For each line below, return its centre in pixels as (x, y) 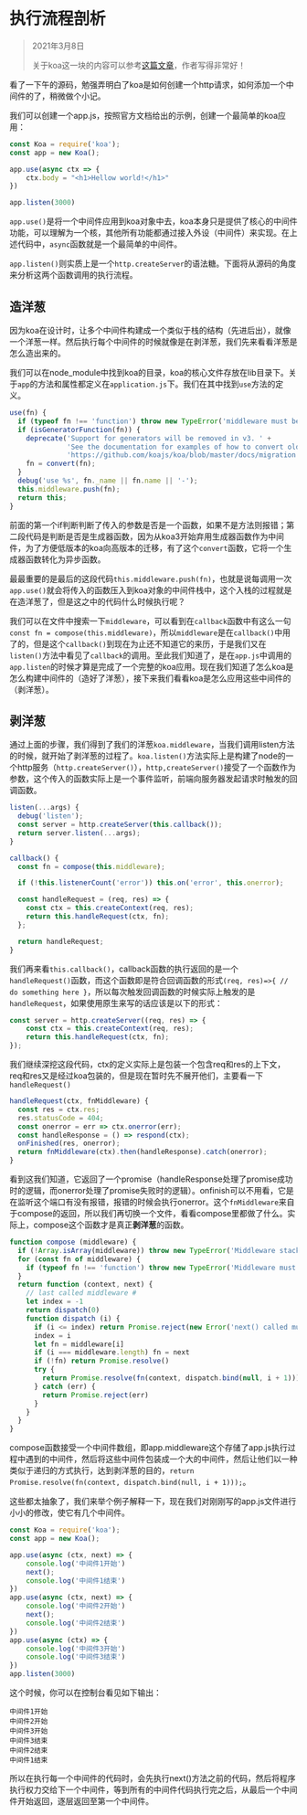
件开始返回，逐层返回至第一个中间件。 (81, 1801)
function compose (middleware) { (73, 1242)
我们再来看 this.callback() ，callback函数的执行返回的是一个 (124, 969)
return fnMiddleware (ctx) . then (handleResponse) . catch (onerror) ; (143, 1152)
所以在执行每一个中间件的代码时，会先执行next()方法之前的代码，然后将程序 (153, 1778)
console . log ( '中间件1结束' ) (76, 1581)
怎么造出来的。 (37, 353)
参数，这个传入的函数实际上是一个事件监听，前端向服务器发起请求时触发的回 (153, 779)
